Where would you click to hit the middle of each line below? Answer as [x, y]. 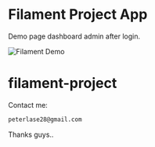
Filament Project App [78, 15]
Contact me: [28, 105]
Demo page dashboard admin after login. [74, 36]
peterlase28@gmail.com [45, 119]
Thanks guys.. [31, 134]
